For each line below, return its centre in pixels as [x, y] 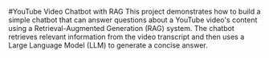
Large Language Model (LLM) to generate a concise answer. [108, 45]
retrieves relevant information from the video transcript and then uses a [126, 37]
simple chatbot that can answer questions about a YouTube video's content [133, 20]
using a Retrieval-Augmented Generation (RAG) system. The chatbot [121, 28]
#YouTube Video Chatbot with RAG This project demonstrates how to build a [134, 12]
